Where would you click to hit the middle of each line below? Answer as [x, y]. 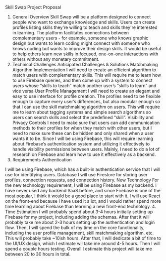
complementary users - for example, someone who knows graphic [80, 38]
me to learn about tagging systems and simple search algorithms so [82, 112]
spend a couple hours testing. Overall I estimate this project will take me [79, 249]
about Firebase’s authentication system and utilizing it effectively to [81, 144]
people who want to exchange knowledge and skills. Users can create [84, 22]
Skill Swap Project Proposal [33, 7]
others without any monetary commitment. [56, 59]
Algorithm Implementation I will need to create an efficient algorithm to [84, 70]
